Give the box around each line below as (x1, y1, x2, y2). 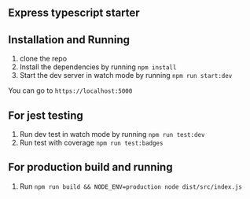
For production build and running (8, 160, 173, 174)
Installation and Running (8, 33, 131, 46)
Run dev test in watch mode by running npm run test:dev (19, 130, 205, 139)
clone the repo (19, 54, 68, 64)
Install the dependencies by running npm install (19, 62, 177, 72)
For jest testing (8, 109, 84, 122)
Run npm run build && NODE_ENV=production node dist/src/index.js (19, 181, 242, 191)
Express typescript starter (8, 6, 140, 20)
